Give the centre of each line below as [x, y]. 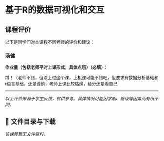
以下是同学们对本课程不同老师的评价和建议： [50, 42]
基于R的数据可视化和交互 [55, 10]
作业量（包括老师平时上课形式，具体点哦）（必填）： [56, 67]
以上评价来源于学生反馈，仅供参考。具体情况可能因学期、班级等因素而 [75, 99]
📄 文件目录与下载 [30, 121]
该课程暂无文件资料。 [26, 134]
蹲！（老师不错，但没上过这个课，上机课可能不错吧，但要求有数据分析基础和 [82, 78]
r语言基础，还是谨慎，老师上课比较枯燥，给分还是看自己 [61, 84]
